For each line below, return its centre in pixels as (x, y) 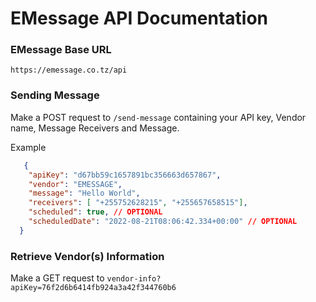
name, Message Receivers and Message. (95, 128)
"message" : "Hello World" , (84, 193)
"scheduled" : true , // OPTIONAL (95, 212)
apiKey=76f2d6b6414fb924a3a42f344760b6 (93, 288)
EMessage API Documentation (139, 18)
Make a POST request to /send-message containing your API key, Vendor (158, 117)
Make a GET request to (57, 278)
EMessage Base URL (61, 50)
